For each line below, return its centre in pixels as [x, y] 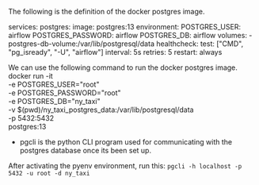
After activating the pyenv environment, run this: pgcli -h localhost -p [125, 166]
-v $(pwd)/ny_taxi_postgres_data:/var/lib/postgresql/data [101, 110]
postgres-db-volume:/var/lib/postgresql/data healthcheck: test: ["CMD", [126, 44]
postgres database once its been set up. [86, 150]
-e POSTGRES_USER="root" [54, 84]
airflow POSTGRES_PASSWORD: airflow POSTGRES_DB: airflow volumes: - [130, 35]
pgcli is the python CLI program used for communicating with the [126, 142]
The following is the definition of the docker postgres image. [107, 12]
